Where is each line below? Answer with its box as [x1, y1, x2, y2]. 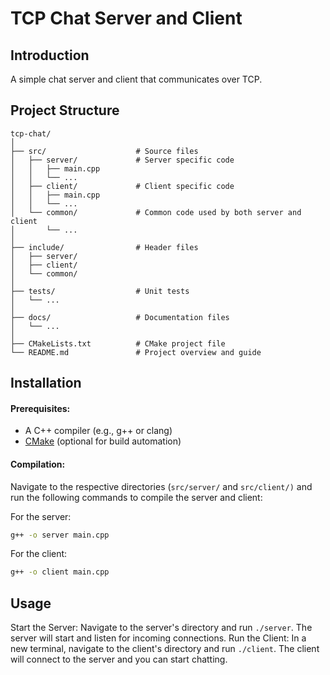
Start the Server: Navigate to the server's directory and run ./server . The [10, 622, 313, 634]
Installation [10, 375, 82, 392]
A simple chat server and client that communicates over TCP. [10, 73, 263, 85]
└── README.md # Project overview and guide [10, 347, 262, 357]
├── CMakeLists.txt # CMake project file [10, 338, 226, 349]
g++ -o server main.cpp [10, 530, 110, 540]
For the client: [10, 548, 68, 560]
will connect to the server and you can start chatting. [10, 653, 228, 666]
